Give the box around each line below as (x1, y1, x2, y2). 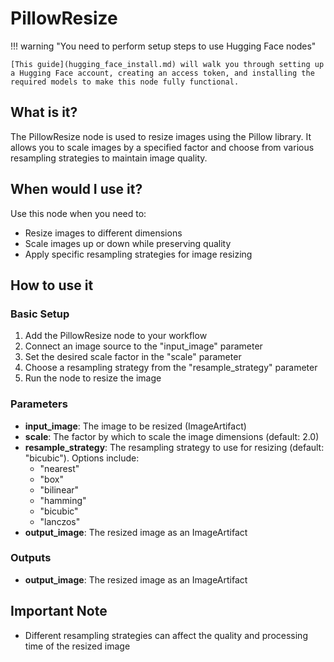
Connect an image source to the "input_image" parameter (24, 340, 263, 352)
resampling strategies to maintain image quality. (10, 152, 208, 164)
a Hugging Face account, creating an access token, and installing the (10, 68, 315, 78)
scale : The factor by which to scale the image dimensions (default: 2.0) (24, 430, 320, 442)
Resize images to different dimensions (24, 227, 183, 239)
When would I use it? (10, 181, 143, 198)
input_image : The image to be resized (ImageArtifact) (24, 420, 247, 432)
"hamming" (39, 494, 87, 506)
